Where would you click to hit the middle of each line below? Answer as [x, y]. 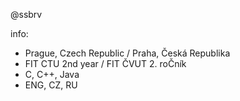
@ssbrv [26, 14]
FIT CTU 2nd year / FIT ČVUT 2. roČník [105, 63]
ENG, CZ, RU [51, 85]
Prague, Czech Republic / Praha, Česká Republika [127, 53]
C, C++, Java [52, 74]
